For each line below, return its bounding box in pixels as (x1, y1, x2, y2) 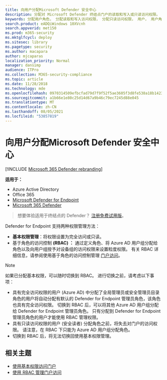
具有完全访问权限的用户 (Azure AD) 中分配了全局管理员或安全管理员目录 (12, 289, 160, 295)
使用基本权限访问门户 (12, 363, 56, 369)
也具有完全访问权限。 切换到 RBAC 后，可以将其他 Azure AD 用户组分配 (12, 302, 159, 308)
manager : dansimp (5, 63, 41, 68)
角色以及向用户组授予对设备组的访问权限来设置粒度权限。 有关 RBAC (12, 246, 153, 252)
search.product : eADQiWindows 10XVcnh (5, 21, 85, 26)
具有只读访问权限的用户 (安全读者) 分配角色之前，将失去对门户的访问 (12, 320, 153, 326)
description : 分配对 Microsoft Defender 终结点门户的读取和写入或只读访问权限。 (5, 12, 160, 17)
